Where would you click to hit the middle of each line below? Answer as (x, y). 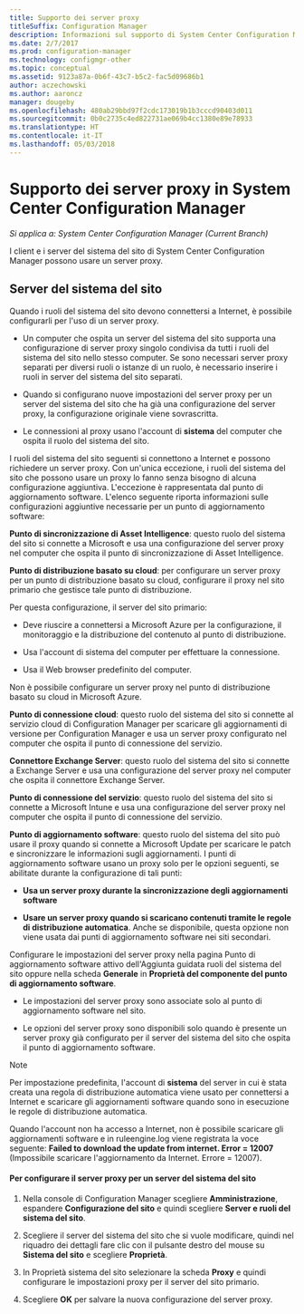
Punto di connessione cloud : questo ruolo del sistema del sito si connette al (152, 714)
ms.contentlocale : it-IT (56, 136)
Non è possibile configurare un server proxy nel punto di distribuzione (140, 687)
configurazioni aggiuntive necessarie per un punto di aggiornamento (137, 506)
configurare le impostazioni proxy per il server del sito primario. (141, 1281)
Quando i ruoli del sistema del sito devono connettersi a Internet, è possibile (151, 311)
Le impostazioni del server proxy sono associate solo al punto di (142, 1000)
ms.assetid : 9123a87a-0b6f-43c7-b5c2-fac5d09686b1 (107, 77)
